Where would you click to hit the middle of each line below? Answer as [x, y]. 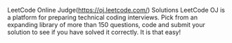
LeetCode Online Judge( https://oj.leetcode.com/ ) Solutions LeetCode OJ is [116, 10]
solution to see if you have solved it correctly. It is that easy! [94, 32]
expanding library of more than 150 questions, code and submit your [106, 25]
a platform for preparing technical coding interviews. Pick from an [103, 17]
